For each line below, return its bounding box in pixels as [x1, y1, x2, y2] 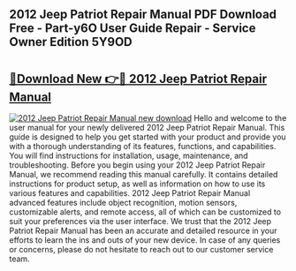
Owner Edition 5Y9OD [9, 34, 133, 49]
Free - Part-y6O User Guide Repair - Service [9, 21, 256, 36]
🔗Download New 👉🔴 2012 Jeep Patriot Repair [9, 71, 268, 87]
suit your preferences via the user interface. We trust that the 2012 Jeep [9, 216, 272, 226]
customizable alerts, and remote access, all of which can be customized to [9, 207, 281, 217]
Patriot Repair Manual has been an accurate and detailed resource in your [9, 225, 277, 236]
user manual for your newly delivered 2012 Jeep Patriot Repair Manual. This [9, 123, 285, 132]
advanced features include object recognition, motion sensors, [9, 198, 238, 207]
